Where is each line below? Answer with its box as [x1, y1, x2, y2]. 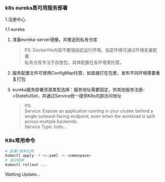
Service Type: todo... [24, 124, 67, 130]
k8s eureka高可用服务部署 [5, 4, 68, 11]
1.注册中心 [5, 16, 26, 23]
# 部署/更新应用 [5, 148, 34, 154]
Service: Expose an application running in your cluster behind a [24, 108, 153, 114]
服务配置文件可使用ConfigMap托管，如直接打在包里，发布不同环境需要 [12, 70, 156, 76]
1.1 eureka [5, 26, 25, 33]
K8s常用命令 [5, 137, 35, 144]
